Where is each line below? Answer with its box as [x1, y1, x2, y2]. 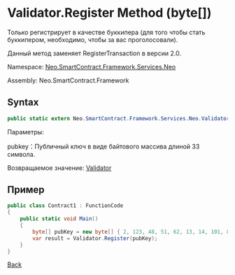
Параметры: [7, 127, 44, 136]
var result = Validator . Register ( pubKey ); [32, 234, 158, 242]
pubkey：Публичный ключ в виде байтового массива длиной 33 [7, 142, 200, 150]
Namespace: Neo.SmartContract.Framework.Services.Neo [7, 62, 176, 71]
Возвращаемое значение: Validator [7, 163, 112, 172]
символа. [7, 150, 36, 158]
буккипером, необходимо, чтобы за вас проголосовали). [7, 35, 178, 43]
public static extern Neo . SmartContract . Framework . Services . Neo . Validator [7, 115, 230, 122]
